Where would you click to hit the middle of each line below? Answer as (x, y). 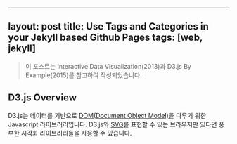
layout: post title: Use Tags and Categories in (109, 26)
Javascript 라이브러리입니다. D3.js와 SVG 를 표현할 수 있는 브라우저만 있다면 (113, 124)
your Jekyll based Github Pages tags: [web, (105, 38)
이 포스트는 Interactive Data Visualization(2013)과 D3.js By (108, 66)
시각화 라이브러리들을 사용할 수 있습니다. (76, 133)
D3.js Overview (42, 98)
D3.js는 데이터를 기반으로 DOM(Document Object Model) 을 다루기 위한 (107, 115)
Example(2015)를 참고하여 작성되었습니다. (84, 75)
